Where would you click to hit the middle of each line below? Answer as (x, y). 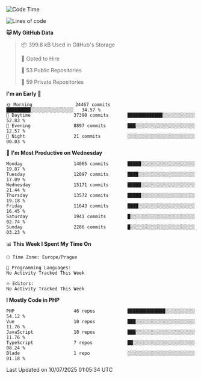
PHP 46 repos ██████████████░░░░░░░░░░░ (101, 311)
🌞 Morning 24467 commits (58, 105)
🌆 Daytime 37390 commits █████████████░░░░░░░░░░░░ (101, 115)
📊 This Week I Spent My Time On (49, 244)
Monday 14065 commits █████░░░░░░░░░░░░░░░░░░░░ (101, 164)
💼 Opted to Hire (40, 58)
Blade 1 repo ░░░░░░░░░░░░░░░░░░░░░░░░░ (101, 353)
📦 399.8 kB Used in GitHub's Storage (68, 45)
